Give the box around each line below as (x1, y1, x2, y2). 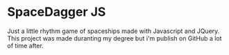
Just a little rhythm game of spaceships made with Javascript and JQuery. (7, 27, 220, 35)
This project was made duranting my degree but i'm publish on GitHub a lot (7, 34, 222, 42)
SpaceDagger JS (7, 4, 106, 20)
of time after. (7, 41, 44, 49)
